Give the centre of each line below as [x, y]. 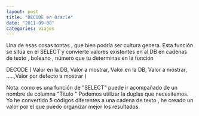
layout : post [22, 12]
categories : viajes [30, 28]
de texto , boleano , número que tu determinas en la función [80, 58]
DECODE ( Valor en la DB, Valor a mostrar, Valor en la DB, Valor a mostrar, [97, 70]
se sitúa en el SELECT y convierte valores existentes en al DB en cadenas [97, 52]
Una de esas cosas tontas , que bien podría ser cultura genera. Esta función [100, 45]
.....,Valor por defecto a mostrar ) [46, 76]
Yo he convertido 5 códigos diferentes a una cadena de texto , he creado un [100, 100]
